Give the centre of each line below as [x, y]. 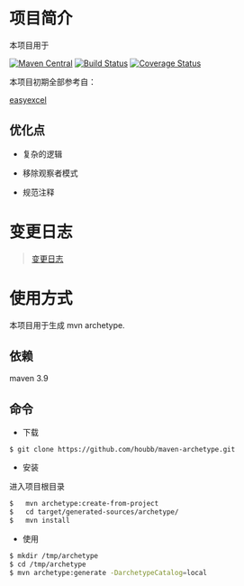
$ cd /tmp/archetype [48, 564]
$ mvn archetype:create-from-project [84, 504]
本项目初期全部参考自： [53, 81]
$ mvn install [40, 520]
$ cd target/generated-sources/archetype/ [94, 512]
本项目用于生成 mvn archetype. [67, 325]
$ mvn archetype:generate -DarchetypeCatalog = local [108, 572]
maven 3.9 [29, 379]
